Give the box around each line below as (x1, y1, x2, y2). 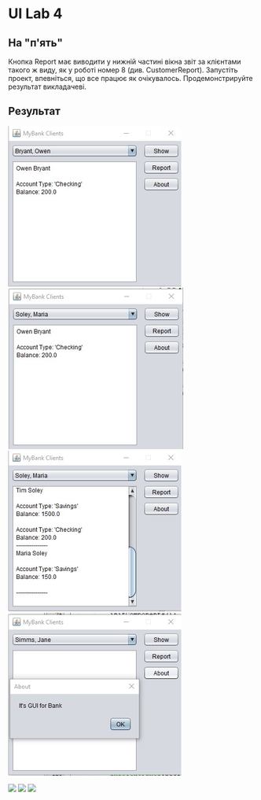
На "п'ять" (8, 36, 63, 50)
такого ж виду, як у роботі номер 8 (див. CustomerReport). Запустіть (8, 65, 238, 75)
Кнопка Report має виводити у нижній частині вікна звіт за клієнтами (8, 57, 241, 66)
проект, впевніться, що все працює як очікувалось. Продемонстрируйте (8, 74, 253, 83)
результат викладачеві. (8, 82, 86, 91)
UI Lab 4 (8, 5, 63, 23)
